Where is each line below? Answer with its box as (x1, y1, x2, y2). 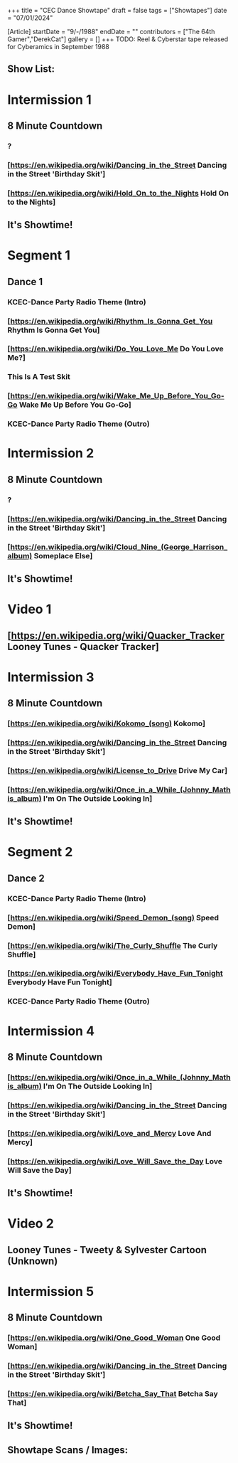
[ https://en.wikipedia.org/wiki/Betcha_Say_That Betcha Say (7, 1388, 218, 1398)
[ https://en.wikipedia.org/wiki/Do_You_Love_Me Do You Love (7, 344, 224, 354)
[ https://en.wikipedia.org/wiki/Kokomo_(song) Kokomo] (7, 718, 206, 728)
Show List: (7, 63, 55, 75)
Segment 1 (7, 248, 71, 264)
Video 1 (7, 601, 52, 617)
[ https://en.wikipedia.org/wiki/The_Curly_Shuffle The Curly (7, 940, 218, 950)
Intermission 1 (7, 92, 92, 107)
